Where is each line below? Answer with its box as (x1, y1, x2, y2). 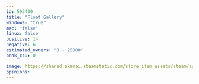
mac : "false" (6, 25, 38, 31)
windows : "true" (6, 20, 46, 25)
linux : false (6, 31, 38, 37)
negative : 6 (6, 42, 36, 48)
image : (6, 63, 23, 69)
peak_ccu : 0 (6, 53, 36, 59)
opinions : (6, 69, 31, 75)
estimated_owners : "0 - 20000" (6, 47, 84, 53)
